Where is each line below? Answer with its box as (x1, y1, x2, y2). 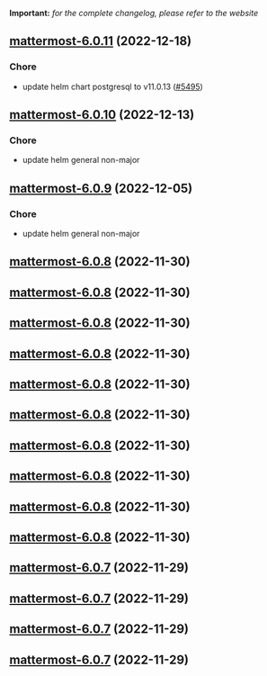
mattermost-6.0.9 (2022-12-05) (9, 180, 193, 196)
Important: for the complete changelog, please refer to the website (9, 8, 259, 18)
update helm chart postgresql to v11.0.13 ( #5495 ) (22, 81, 204, 92)
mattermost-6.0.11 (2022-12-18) (9, 33, 191, 49)
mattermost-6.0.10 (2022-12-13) (9, 107, 195, 122)
